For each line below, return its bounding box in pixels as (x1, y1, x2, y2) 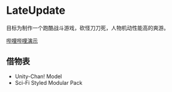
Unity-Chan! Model (14, 73, 62, 80)
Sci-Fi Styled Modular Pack (14, 79, 83, 86)
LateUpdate (6, 4, 66, 17)
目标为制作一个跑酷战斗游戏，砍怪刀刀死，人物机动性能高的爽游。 (6, 24, 169, 31)
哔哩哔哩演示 (6, 37, 38, 44)
